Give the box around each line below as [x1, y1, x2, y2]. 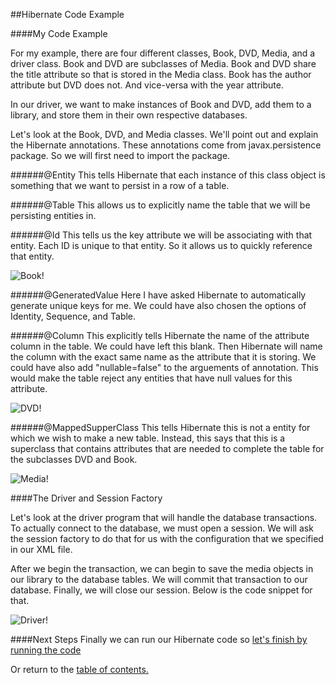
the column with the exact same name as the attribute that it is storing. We [10, 351, 317, 363]
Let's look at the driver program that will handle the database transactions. [10, 512, 318, 523]
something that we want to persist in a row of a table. [10, 180, 230, 191]
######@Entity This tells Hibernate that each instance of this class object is [10, 169, 326, 181]
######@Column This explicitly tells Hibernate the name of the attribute [10, 330, 310, 341]
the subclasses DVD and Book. [10, 454, 138, 465]
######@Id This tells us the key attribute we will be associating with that [10, 229, 313, 241]
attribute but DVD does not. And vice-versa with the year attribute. [10, 79, 284, 91]
